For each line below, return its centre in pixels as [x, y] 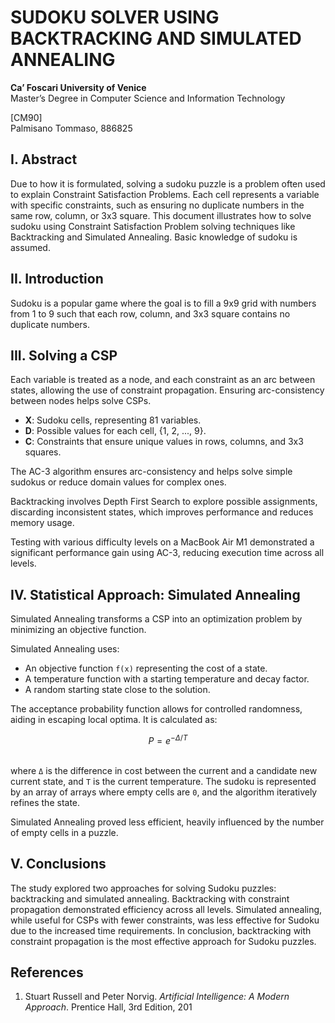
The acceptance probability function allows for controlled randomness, [156, 709]
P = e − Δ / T [168, 739]
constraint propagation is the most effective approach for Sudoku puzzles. [163, 941]
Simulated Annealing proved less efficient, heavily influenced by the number [167, 822]
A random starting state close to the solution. [117, 690]
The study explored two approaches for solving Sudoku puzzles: [143, 888]
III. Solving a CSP [64, 355]
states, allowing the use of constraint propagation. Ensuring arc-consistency [167, 390]
